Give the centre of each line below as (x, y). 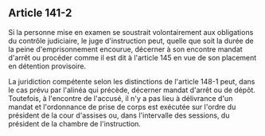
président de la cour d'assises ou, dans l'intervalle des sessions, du (119, 115)
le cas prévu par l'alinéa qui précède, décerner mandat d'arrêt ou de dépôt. (132, 90)
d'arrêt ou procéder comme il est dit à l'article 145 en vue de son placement (132, 57)
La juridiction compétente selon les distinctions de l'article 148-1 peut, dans (132, 81)
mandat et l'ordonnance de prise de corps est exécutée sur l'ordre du (122, 107)
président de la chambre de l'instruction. (75, 123)
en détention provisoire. (47, 66)
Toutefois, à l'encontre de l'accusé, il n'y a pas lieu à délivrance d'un (121, 98)
